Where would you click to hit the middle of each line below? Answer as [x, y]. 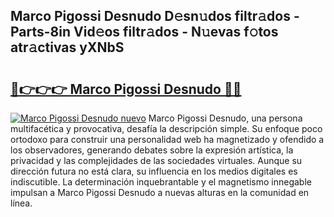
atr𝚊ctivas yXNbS [67, 47]
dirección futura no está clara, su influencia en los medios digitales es [154, 171]
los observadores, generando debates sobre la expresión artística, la [152, 150]
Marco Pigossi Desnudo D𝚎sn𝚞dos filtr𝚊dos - [155, 16]
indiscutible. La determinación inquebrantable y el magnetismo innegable [161, 182]
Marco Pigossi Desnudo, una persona [225, 118]
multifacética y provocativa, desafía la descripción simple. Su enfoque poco [166, 128]
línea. [21, 203]
